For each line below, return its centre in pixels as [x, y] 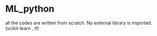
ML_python [30, 9]
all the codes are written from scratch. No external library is [68, 23]
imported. [142, 23]
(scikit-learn [18, 28]
